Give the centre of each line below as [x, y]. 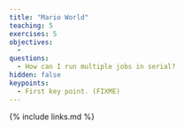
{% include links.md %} [52, 117]
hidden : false [35, 75]
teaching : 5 [31, 26]
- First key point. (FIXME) [69, 91]
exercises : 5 [33, 34]
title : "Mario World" [49, 17]
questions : [29, 58]
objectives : [31, 42]
